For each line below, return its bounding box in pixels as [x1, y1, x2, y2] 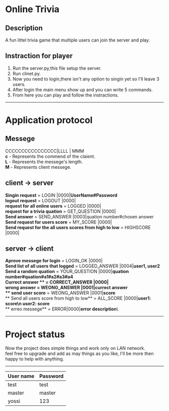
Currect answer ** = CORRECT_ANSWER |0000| [5, 279, 109, 285]
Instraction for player [5, 52, 73, 60]
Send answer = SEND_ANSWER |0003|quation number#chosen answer [5, 213, 154, 219]
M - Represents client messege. [5, 164, 71, 170]
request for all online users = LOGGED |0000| [5, 203, 102, 209]
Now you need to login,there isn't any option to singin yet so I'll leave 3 [12, 76, 159, 82]
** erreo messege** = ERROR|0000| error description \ [5, 306, 119, 312]
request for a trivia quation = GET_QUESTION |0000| [5, 208, 116, 214]
